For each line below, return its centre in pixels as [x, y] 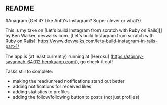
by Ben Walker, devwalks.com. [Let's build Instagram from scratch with [79, 35]
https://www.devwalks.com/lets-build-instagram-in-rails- [98, 41]
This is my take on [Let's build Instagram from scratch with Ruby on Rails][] [84, 30]
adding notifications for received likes [52, 86]
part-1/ [12, 46]
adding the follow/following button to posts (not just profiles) [76, 97]
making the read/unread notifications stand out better [69, 81]
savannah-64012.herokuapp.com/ [41, 61]
